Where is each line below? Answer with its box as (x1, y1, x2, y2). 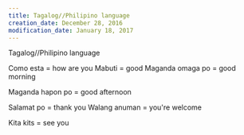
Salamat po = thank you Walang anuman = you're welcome (8, 102, 202, 112)
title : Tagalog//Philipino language (8, 11, 130, 20)
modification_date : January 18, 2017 (8, 26, 134, 34)
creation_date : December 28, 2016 (8, 19, 124, 27)
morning (8, 72, 36, 82)
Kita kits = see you (8, 118, 69, 128)
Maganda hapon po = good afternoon (8, 87, 132, 97)
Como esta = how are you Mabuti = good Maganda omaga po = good (8, 64, 237, 73)
